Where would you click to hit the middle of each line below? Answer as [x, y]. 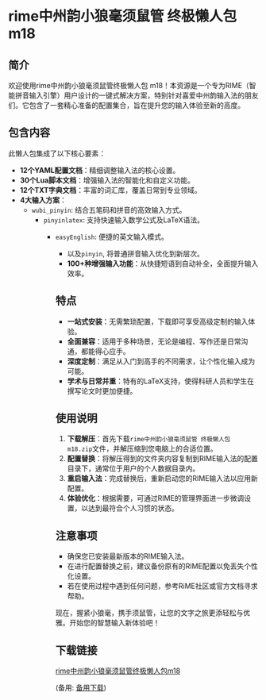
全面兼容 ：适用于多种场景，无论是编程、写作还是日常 [154, 341]
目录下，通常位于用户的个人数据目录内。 [133, 468]
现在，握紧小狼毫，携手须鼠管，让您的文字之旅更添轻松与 [149, 613]
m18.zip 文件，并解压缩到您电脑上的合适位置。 [143, 448]
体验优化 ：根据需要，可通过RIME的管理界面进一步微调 [156, 498]
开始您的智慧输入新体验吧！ [115, 623]
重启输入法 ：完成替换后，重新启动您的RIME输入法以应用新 [162, 479]
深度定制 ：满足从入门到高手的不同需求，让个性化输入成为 [161, 361]
